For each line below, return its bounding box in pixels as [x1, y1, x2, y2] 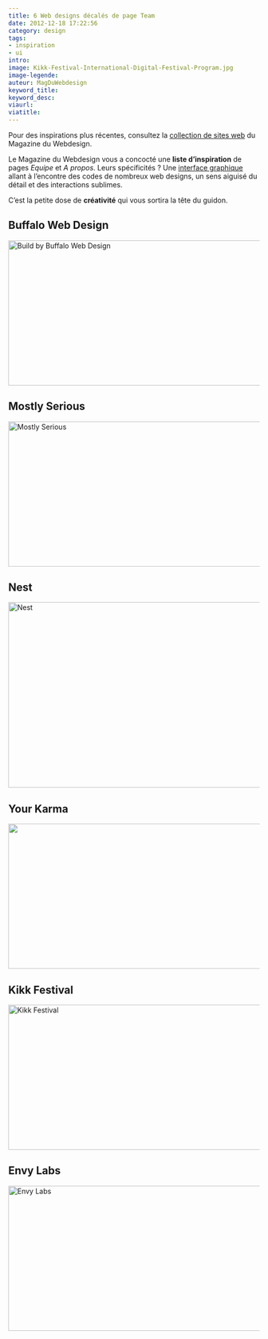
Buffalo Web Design [8, 218, 109, 232]
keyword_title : [8, 86, 59, 94]
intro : [8, 57, 30, 65]
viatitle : [8, 109, 41, 117]
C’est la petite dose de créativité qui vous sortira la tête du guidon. [8, 195, 228, 205]
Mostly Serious [8, 399, 85, 413]
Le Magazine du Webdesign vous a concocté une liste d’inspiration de [8, 154, 242, 164]
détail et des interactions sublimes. [8, 180, 123, 189]
